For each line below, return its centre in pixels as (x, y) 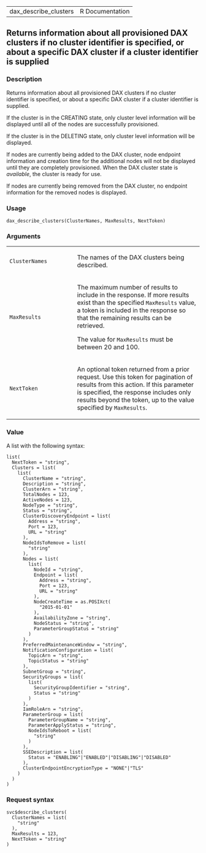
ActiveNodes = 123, (47, 500)
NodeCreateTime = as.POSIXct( (72, 602)
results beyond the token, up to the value (136, 400)
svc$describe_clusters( (37, 812)
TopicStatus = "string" (59, 661)
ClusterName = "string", (54, 478)
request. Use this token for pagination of (135, 377)
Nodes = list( (41, 559)
